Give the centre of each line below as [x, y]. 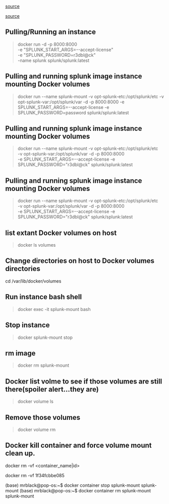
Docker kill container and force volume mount [78, 445]
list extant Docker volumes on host [61, 233]
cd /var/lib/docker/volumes [33, 281]
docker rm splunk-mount [43, 365]
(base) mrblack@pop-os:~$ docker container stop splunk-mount [73, 485]
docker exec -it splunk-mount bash [54, 309]
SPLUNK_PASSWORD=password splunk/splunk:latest [73, 112]
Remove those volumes [43, 417]
